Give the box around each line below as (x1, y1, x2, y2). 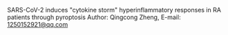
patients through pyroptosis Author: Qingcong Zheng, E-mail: (7, 13, 181, 21)
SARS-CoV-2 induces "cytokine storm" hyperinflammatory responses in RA (7, 6, 221, 14)
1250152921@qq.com (7, 21, 68, 28)
